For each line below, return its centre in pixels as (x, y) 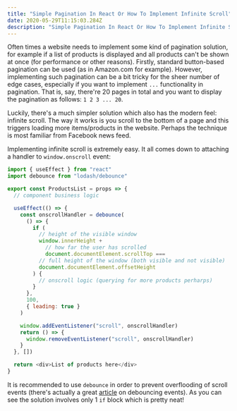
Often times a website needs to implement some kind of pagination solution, (118, 47)
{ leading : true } (53, 307)
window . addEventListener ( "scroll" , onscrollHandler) (99, 326)
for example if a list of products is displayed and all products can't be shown (118, 54)
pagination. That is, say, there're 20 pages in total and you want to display (115, 92)
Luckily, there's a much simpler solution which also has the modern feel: (112, 113)
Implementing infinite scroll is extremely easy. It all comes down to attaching (118, 149)
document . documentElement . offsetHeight (97, 267)
